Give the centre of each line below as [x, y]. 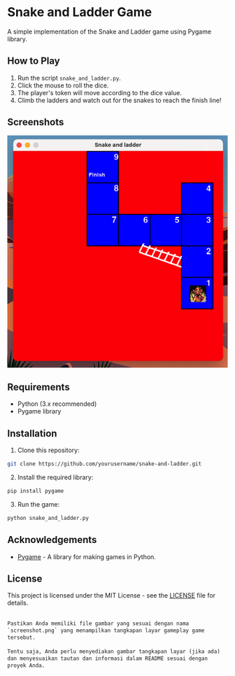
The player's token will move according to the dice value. [99, 92]
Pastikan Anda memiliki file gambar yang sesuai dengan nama [98, 624]
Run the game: [38, 504]
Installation [32, 434]
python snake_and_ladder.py [48, 518]
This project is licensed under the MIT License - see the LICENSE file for [111, 596]
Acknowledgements [52, 540]
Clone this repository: [48, 450]
